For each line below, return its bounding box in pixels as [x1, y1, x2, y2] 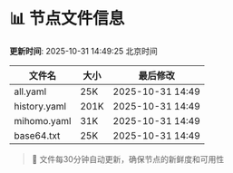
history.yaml [14, 100, 66, 112]
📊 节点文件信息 [9, 8, 125, 29]
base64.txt [14, 129, 61, 141]
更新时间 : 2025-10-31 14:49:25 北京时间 [9, 45, 159, 56]
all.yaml [14, 85, 47, 98]
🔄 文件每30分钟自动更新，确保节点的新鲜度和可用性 [31, 153, 225, 164]
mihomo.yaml [14, 114, 72, 127]
